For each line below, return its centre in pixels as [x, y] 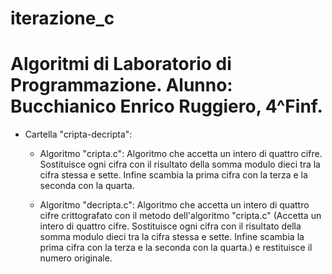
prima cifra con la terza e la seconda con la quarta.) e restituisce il [176, 248]
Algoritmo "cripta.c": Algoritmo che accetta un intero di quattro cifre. [181, 154]
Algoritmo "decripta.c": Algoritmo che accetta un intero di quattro [174, 205]
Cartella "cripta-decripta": [78, 134]
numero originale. [76, 258]
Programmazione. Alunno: [121, 85]
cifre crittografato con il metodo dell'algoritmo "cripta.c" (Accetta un [180, 216]
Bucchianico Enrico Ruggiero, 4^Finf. [166, 106]
